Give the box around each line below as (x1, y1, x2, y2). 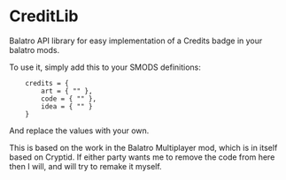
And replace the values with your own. (9, 125, 150, 136)
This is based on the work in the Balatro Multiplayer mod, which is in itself (9, 142, 278, 153)
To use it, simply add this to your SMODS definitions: (9, 62, 202, 72)
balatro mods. (9, 44, 60, 55)
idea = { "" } (41, 101, 93, 111)
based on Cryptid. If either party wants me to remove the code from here (9, 152, 275, 162)
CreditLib (9, 6, 79, 26)
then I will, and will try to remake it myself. (9, 161, 162, 171)
